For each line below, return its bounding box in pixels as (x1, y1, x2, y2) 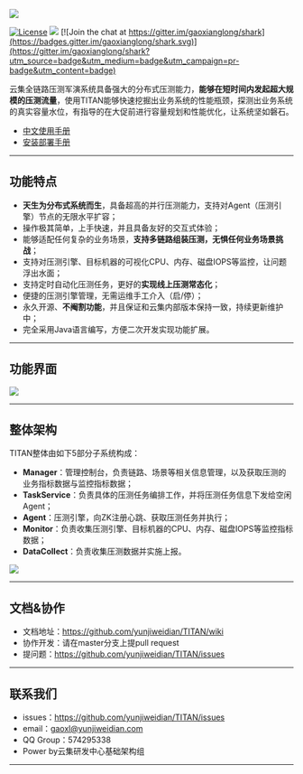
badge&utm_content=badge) (9, 65, 116, 76)
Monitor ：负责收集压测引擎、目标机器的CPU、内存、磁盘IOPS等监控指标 (22, 524, 294, 535)
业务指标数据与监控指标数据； (22, 479, 133, 490)
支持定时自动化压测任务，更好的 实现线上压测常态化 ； (22, 278, 221, 289)
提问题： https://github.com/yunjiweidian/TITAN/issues (22, 648, 225, 659)
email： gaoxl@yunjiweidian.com (22, 723, 143, 734)
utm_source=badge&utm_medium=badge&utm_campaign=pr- (9, 55, 240, 66)
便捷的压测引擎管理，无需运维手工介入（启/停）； (22, 290, 204, 301)
